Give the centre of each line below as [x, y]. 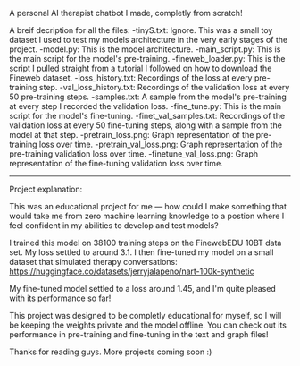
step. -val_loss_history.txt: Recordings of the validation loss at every [164, 87]
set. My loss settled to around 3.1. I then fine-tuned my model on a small [142, 252]
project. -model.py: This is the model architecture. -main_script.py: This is [145, 49]
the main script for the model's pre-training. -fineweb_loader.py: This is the [147, 59]
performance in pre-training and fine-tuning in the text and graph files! [139, 334]
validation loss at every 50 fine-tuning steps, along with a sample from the [146, 125]
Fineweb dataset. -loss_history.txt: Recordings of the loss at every [131, 78]
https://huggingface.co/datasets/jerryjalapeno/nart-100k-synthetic [132, 271]
